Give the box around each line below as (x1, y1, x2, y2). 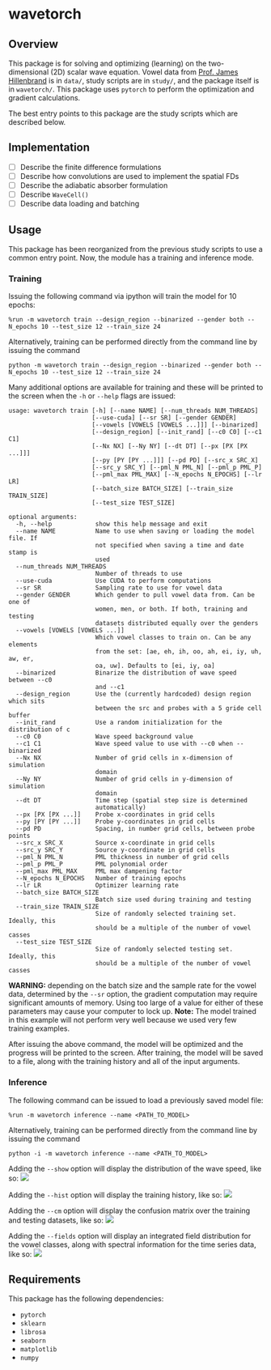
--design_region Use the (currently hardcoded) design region (15, 690, 252, 699)
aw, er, (8, 655, 35, 663)
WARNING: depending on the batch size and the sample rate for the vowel (8, 981, 256, 990)
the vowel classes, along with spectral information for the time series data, (8, 1240, 256, 1249)
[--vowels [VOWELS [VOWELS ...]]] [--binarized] (91, 421, 259, 429)
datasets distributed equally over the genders (95, 619, 259, 628)
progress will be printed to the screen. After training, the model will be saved (8, 1048, 264, 1057)
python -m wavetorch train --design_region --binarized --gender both (8, 361, 252, 369)
